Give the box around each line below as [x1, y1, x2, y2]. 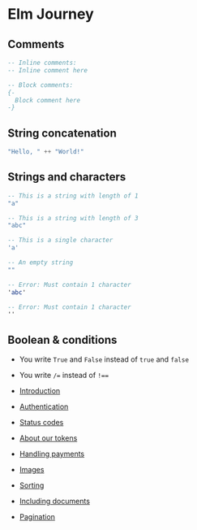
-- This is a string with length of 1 [7, 192, 139, 200]
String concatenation [7, 126, 117, 140]
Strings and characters [7, 170, 126, 184]
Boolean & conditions [7, 332, 118, 346]
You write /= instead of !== [19, 371, 109, 380]
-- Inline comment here [7, 66, 88, 74]
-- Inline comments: [7, 59, 78, 67]
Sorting [19, 480, 45, 490]
